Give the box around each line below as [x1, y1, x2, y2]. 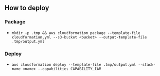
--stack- [138, 62, 156, 67]
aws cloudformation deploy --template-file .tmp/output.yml [11, 62, 136, 67]
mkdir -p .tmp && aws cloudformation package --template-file [11, 30, 141, 36]
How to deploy [4, 4, 50, 12]
